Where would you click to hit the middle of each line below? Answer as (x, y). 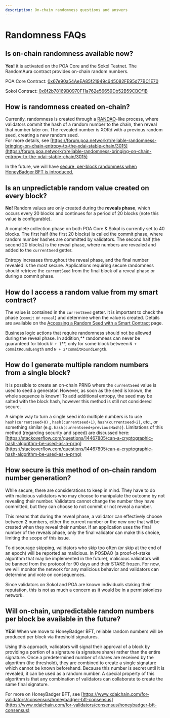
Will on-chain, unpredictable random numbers (80, 611)
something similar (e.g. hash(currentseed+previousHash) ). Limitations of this (84, 427)
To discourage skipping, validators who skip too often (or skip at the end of (83, 548)
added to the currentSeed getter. (39, 250)
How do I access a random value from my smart (82, 292)
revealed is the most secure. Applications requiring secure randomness (80, 265)
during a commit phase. (30, 276)
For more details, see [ (29, 140)
